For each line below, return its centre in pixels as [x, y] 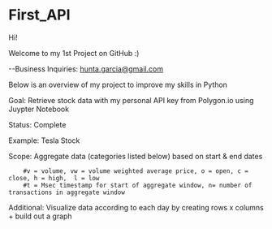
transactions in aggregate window [67, 192]
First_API [39, 15]
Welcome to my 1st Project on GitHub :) [74, 53]
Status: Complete [37, 124]
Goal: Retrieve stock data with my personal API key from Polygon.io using [131, 100]
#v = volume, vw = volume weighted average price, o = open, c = [136, 171]
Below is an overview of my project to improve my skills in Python [118, 84]
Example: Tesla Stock [44, 140]
